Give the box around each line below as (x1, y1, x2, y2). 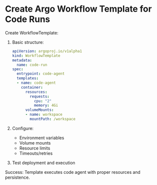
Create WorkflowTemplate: (5, 30, 58, 36)
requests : (30, 94, 50, 99)
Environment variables (19, 135, 65, 141)
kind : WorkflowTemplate (12, 53, 61, 58)
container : (21, 85, 43, 90)
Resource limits (19, 145, 51, 151)
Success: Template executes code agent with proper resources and (5, 169, 140, 175)
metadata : (12, 57, 33, 63)
